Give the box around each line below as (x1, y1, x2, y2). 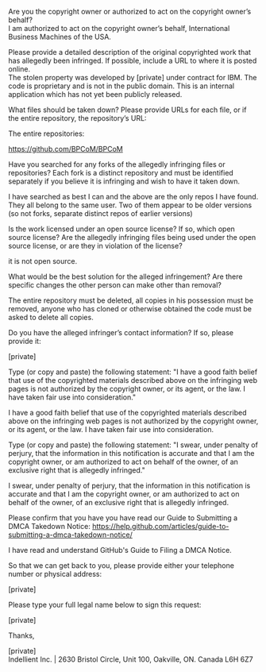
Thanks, (8, 631, 35, 640)
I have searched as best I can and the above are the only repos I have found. (8, 192, 259, 201)
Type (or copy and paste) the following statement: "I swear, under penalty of (8, 440, 258, 450)
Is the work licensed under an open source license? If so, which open (8, 224, 236, 234)
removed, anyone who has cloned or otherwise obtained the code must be (8, 304, 253, 313)
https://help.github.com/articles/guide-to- (92, 522, 229, 531)
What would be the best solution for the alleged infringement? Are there (8, 272, 243, 281)
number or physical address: (8, 570, 102, 578)
